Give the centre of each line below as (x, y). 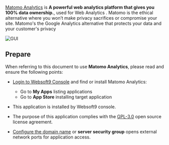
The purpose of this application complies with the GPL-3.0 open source (87, 116)
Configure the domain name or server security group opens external (85, 131)
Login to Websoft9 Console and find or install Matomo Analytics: (80, 82)
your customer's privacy (31, 29)
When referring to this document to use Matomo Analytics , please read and (85, 66)
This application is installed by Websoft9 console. (64, 107)
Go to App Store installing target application (66, 97)
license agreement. (33, 122)
